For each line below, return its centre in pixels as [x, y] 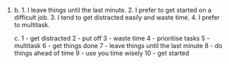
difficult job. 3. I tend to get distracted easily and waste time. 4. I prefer [117, 17]
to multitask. [32, 25]
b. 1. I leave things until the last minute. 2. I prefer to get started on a [113, 10]
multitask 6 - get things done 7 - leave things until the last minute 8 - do [118, 46]
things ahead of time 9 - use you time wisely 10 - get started [101, 53]
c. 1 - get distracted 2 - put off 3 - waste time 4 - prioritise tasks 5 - [112, 38]
